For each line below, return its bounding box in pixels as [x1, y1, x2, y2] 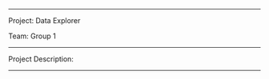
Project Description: [8, 54, 74, 64]
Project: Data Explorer [8, 16, 81, 25]
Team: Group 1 [8, 31, 56, 41]
